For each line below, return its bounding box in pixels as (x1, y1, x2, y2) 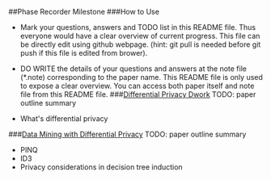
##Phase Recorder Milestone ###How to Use (8, 7, 160, 16)
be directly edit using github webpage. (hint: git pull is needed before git (19, 40, 261, 49)
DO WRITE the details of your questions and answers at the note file (19, 64, 247, 73)
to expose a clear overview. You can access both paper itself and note (19, 81, 255, 90)
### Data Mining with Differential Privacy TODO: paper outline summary (8, 129, 247, 139)
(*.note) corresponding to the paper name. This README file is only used (19, 73, 263, 82)
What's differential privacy (19, 114, 108, 123)
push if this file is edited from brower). (19, 48, 148, 57)
